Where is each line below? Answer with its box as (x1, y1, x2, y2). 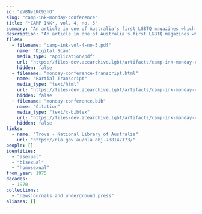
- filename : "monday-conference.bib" (11, 98, 106, 104)
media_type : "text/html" (17, 82, 79, 88)
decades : (6, 176, 28, 182)
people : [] (6, 142, 34, 149)
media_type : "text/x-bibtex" (17, 109, 90, 115)
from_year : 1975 (6, 170, 47, 177)
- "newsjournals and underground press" (11, 192, 114, 198)
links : (6, 126, 23, 132)
